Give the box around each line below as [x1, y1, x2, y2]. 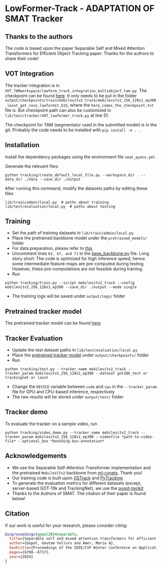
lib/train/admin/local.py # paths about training [5, 200, 109, 205]
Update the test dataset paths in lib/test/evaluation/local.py [12, 347, 138, 353]
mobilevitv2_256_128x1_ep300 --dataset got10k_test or [35, 371, 148, 376]
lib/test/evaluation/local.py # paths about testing [5, 204, 116, 209]
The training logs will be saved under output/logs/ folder [12, 293, 125, 299]
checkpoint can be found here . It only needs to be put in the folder [5, 92, 137, 98]
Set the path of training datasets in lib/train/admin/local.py [12, 230, 134, 236]
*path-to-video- [121, 434, 154, 439]
